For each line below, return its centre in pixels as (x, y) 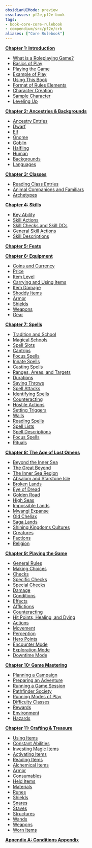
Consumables (27, 776)
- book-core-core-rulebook (34, 24)
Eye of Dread (26, 489)
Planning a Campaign (35, 675)
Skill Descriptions (31, 236)
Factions (22, 538)
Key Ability (24, 215)
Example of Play (29, 74)
